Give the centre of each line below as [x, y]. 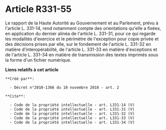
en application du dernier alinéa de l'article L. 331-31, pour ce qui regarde [81, 33]
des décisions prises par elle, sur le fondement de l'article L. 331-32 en [78, 44]
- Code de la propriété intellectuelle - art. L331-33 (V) [72, 118]
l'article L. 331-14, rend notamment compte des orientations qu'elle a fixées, [83, 28]
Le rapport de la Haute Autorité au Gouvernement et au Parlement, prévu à [82, 23]
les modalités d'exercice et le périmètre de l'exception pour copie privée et [82, 39]
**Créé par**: [20, 79]
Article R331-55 [38, 9]
